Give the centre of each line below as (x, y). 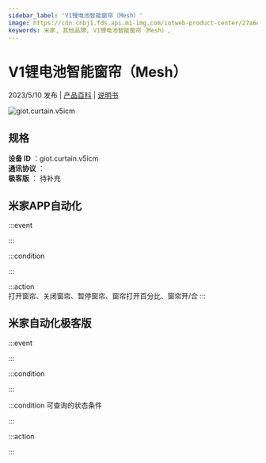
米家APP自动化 (45, 205)
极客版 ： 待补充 (34, 178)
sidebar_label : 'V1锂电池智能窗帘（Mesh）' (76, 15)
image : (19, 23)
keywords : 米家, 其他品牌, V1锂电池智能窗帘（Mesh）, (90, 30)
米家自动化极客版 (50, 323)
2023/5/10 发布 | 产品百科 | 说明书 (63, 95)
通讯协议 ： (27, 169)
